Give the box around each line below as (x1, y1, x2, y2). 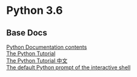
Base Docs (6, 28, 47, 38)
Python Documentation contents (6, 43, 87, 51)
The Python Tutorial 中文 (6, 57, 68, 64)
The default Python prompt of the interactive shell (6, 64, 131, 71)
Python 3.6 (6, 4, 63, 17)
